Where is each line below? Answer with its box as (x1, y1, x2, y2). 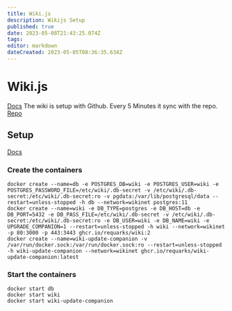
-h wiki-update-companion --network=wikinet (7, 247, 138, 254)
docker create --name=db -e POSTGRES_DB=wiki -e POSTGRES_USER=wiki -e (7, 180, 219, 187)
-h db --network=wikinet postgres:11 (78, 199, 188, 205)
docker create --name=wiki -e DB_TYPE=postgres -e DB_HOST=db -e (7, 205, 200, 212)
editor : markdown (7, 42, 58, 49)
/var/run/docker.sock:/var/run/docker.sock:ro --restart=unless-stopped (7, 241, 222, 249)
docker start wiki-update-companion (7, 298, 113, 305)
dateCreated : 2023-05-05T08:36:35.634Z (7, 49, 123, 56)
